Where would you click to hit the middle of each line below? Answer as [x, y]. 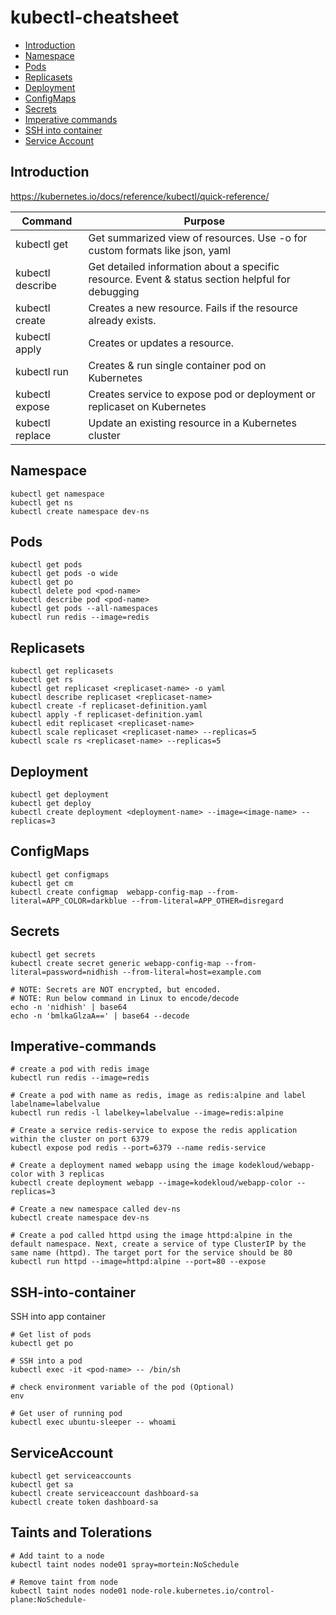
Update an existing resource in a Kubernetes [192, 423]
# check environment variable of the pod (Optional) [122, 1387]
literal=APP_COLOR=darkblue [69, 901]
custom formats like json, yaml [160, 250]
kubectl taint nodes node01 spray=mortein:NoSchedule [125, 1564]
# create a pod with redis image [80, 1069]
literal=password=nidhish [64, 972]
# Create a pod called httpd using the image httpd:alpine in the [151, 1236]
